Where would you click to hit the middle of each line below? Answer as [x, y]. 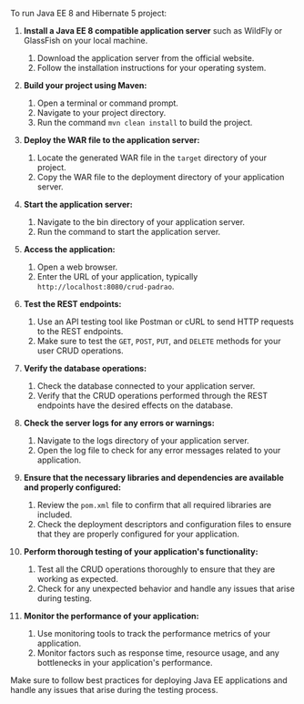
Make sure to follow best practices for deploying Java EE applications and [149, 680]
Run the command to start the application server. [129, 232]
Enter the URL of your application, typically [117, 276]
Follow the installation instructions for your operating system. [152, 68]
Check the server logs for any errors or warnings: [119, 423]
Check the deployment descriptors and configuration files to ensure [164, 524]
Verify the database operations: [85, 368]
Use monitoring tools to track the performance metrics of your [154, 633]
